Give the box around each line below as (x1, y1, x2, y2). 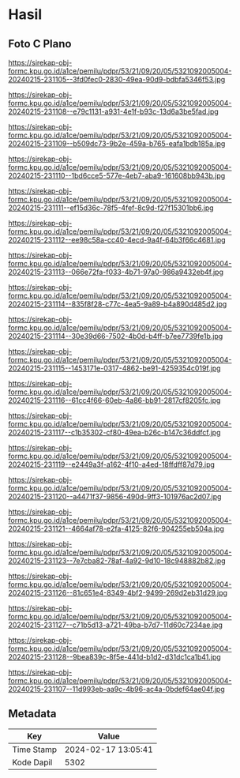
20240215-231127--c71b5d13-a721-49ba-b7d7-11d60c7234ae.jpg (8, 620, 223, 630)
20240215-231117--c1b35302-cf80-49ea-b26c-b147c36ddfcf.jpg (8, 428, 221, 437)
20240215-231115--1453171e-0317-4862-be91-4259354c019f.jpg (8, 363, 221, 373)
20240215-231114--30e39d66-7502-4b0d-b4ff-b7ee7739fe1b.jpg (8, 332, 223, 340)
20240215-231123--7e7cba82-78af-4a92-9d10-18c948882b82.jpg (8, 556, 227, 566)
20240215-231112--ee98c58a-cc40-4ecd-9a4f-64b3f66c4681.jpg (8, 235, 227, 244)
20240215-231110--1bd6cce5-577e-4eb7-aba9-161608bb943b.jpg (8, 171, 226, 180)
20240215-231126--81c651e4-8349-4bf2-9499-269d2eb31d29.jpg (8, 588, 227, 597)
